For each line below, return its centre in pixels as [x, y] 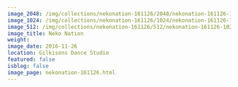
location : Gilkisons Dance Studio [58, 53]
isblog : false [28, 66]
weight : [19, 40]
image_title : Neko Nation [45, 33]
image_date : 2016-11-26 [42, 46]
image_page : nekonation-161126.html [61, 72]
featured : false [31, 60]
